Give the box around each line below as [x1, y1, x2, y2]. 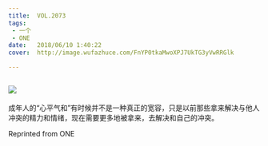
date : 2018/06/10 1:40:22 [8, 41, 102, 49]
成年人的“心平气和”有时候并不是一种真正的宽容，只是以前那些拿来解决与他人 [8, 103, 260, 112]
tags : [8, 19, 26, 27]
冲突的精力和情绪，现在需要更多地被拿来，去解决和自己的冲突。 [8, 112, 218, 122]
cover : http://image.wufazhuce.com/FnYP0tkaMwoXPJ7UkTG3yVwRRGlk [8, 49, 234, 57]
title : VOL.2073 [8, 11, 66, 20]
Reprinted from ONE [8, 128, 75, 138]
